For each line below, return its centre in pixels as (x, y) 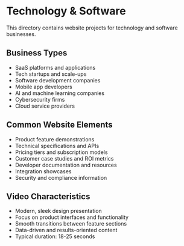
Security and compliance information (61, 177)
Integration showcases (43, 171)
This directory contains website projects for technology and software (92, 28)
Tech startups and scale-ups (51, 74)
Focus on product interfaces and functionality (71, 217)
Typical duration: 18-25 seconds (55, 236)
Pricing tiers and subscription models (61, 152)
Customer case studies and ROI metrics (64, 158)
